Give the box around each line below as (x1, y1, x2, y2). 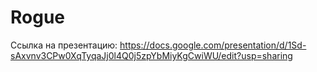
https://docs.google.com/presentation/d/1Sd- (119, 39, 307, 51)
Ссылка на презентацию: (10, 39, 118, 51)
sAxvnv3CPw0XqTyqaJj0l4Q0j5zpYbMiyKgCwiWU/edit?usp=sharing (10, 49, 293, 61)
